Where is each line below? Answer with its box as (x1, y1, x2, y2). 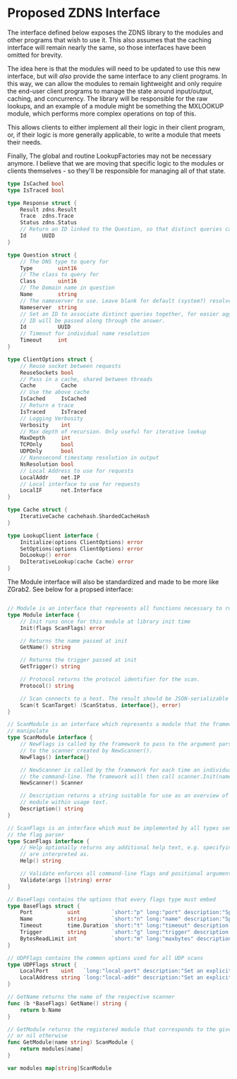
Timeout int (20, 337, 68, 344)
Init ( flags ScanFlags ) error (20, 624, 106, 631)
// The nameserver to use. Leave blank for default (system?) (20, 297, 207, 304)
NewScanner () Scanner (20, 779, 83, 787)
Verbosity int (20, 421, 71, 428)
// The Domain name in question (20, 284, 115, 292)
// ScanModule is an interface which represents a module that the (7, 721, 210, 728)
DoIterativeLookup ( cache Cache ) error (20, 558, 134, 565)
